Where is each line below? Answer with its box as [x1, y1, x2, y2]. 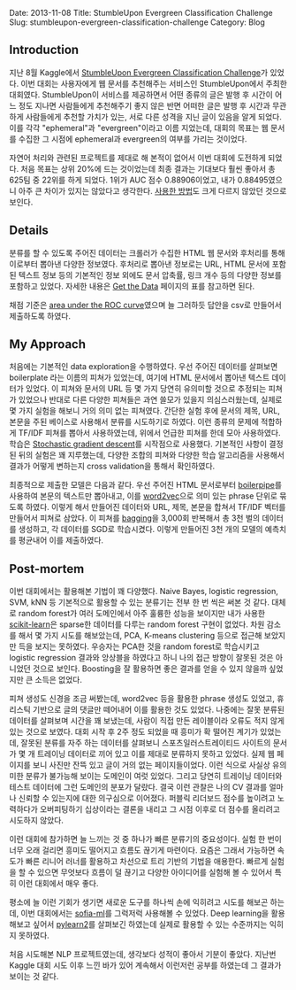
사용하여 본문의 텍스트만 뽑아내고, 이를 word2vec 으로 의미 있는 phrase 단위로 [9, 491, 278, 501]
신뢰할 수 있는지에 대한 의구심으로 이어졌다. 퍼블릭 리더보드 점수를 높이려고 [18, 793, 276, 804]
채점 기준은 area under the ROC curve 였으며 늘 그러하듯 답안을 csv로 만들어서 [9, 299, 283, 310]
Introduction [9, 43, 80, 58]
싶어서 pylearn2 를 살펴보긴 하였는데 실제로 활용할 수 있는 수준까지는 [32, 919, 268, 930]
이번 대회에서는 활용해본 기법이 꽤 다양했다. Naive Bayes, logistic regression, [9, 586, 278, 597]
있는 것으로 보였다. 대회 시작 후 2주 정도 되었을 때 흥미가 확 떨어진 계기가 [9, 726, 259, 738]
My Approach [9, 336, 87, 352]
